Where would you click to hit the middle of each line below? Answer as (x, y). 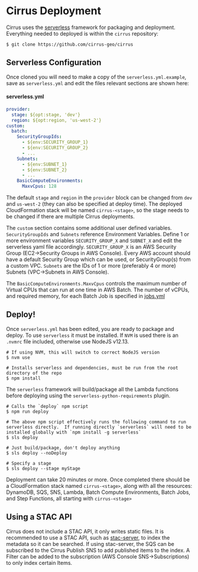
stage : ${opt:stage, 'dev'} (46, 115)
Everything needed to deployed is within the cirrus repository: (82, 33)
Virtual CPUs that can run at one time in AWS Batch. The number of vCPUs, (98, 290)
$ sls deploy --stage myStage (43, 468)
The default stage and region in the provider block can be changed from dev (99, 198)
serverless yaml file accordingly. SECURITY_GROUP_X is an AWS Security (91, 247)
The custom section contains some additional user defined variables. (89, 228)
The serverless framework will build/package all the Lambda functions (92, 389)
